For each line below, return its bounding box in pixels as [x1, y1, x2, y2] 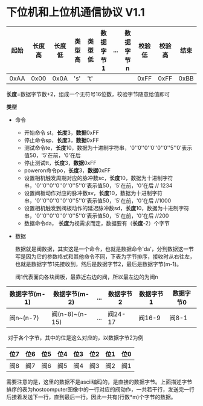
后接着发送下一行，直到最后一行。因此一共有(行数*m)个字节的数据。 [6, 393, 176, 401]
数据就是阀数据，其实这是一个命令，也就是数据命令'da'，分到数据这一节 [14, 245, 195, 253]
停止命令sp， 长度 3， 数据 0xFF [24, 137, 100, 144]
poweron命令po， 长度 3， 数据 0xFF [24, 167, 111, 174]
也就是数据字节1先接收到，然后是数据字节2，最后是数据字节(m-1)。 [14, 260, 182, 268]
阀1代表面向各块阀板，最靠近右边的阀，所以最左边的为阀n [14, 273, 158, 280]
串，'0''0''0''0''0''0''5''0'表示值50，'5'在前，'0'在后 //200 [24, 212, 169, 219]
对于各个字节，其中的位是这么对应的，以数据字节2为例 [7, 333, 144, 341]
